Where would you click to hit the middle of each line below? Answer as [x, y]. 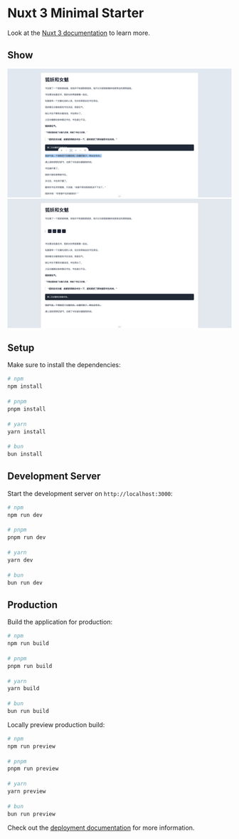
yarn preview [27, 791]
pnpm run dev [27, 537]
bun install [25, 454]
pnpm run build [30, 666]
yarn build [23, 689]
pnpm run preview [33, 769]
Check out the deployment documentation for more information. [101, 828]
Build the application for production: [60, 622]
